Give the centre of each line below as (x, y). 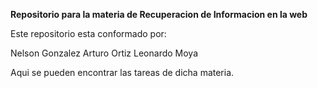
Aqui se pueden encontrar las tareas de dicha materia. (122, 72)
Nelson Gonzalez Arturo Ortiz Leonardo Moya (104, 53)
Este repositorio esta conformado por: (88, 33)
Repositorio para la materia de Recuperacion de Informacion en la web (159, 14)
